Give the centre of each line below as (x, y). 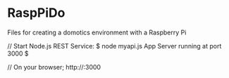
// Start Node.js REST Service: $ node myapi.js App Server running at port (114, 46)
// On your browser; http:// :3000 (54, 67)
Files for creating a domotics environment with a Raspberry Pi (97, 32)
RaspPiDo (36, 13)
